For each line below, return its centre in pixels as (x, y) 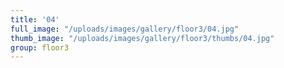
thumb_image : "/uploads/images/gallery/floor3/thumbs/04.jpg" (142, 38)
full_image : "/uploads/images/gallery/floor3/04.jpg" (125, 29)
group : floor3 (40, 47)
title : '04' (35, 19)
